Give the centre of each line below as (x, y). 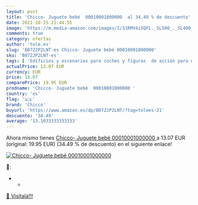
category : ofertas (29, 39)
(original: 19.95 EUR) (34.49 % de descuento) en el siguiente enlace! (89, 144)
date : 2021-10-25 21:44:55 (39, 22)
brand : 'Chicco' (26, 105)
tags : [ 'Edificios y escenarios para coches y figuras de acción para (97, 61)
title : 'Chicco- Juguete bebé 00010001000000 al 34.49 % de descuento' (99, 17)
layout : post (22, 11)
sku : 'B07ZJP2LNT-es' (33, 55)
